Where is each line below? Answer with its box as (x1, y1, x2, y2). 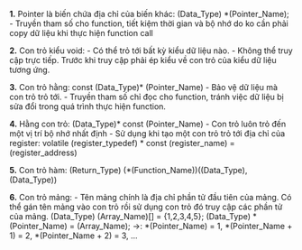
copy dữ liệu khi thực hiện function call (9, 28, 153, 38)
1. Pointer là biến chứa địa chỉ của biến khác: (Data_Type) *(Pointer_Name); (9, 9, 290, 19)
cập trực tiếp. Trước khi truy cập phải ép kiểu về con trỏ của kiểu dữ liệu (9, 55, 277, 65)
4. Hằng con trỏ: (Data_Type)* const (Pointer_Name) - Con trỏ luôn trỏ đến (9, 118, 287, 129)
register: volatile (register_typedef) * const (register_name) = (9, 138, 236, 148)
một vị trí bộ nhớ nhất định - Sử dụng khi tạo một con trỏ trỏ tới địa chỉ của (9, 128, 286, 139)
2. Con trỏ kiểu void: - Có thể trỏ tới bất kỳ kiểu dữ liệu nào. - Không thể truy (9, 45, 293, 56)
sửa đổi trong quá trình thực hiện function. (9, 101, 167, 112)
